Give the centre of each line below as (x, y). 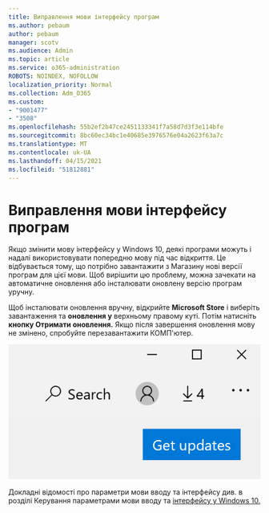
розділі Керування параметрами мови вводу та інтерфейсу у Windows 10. (134, 500)
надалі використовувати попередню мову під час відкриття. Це (117, 258)
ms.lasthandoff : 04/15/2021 (55, 161)
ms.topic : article (39, 59)
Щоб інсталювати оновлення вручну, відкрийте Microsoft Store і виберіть (134, 307)
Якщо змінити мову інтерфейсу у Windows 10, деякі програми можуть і (130, 250)
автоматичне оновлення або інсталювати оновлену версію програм (125, 283)
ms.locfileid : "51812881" (51, 169)
